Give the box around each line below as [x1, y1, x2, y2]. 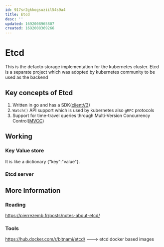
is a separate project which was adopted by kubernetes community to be [5, 69, 156, 75]
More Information [5, 186, 61, 195]
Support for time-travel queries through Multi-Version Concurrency [12, 113, 151, 119]
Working [5, 132, 32, 141]
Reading [5, 201, 26, 208]
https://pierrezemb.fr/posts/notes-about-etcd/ [5, 213, 101, 219]
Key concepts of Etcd [5, 89, 73, 97]
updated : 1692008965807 [5, 21, 55, 26]
